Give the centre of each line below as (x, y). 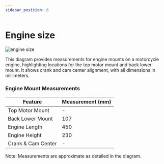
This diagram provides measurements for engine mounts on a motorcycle (82, 59)
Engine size (30, 35)
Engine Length (25, 127)
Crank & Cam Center (32, 143)
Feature (32, 101)
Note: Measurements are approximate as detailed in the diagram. (73, 156)
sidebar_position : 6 (27, 10)
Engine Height (25, 135)
